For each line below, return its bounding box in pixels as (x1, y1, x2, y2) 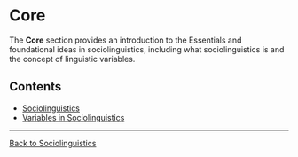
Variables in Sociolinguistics (21, 112, 125, 122)
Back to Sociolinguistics (9, 137, 97, 148)
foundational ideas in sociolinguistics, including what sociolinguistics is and (9, 43, 285, 54)
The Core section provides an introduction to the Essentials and (9, 35, 242, 45)
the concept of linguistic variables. (9, 53, 136, 64)
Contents (9, 79, 62, 94)
